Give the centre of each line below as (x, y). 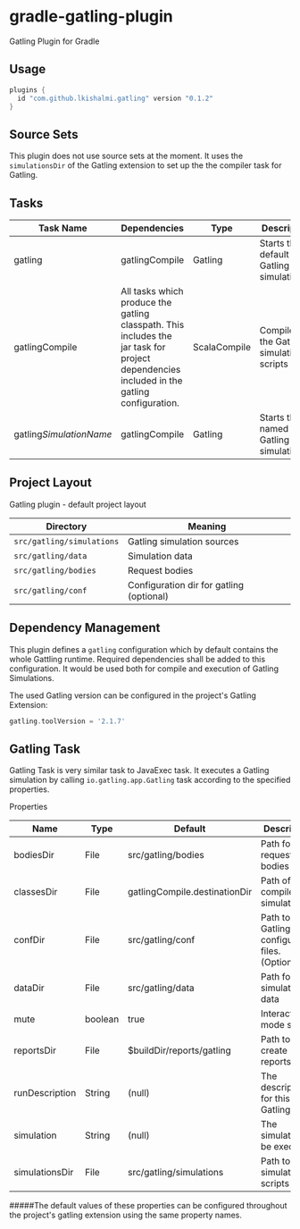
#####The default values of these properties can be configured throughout (148, 1206)
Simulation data (161, 556)
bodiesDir (34, 855)
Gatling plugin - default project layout (78, 504)
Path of (276, 880)
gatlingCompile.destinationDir (190, 892)
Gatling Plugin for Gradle (54, 41)
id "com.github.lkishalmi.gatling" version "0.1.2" (116, 98)
